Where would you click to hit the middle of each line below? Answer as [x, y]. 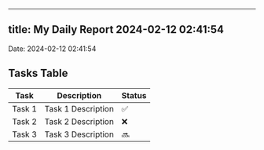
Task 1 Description [79, 108]
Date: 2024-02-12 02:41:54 [52, 49]
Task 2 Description [79, 121]
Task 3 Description [79, 134]
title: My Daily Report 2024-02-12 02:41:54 [116, 29]
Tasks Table [38, 73]
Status [134, 95]
